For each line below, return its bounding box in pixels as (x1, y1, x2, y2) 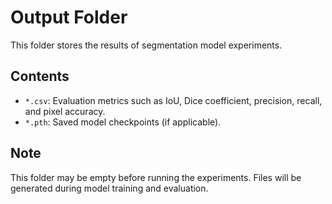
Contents (10, 68, 70, 85)
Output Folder (10, 6, 128, 29)
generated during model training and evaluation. (10, 182, 209, 194)
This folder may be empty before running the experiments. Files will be (10, 171, 302, 183)
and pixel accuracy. (24, 105, 106, 117)
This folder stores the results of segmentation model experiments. (10, 39, 283, 51)
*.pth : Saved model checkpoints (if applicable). (24, 116, 222, 128)
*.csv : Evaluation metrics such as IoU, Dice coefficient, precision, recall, (24, 94, 323, 106)
